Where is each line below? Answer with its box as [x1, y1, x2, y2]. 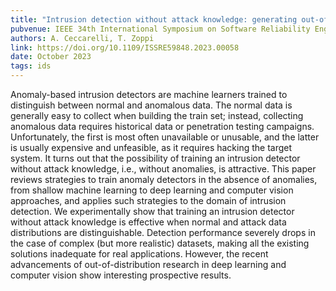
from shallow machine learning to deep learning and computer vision [10, 184, 294, 196]
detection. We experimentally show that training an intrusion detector [10, 206, 295, 217]
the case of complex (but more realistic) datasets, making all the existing [10, 237, 310, 249]
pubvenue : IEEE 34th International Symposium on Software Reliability [10, 24, 311, 34]
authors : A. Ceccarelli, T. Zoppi [10, 33, 155, 43]
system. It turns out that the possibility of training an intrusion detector [10, 152, 301, 164]
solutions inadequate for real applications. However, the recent [10, 248, 269, 260]
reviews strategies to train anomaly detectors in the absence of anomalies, [10, 174, 318, 185]
